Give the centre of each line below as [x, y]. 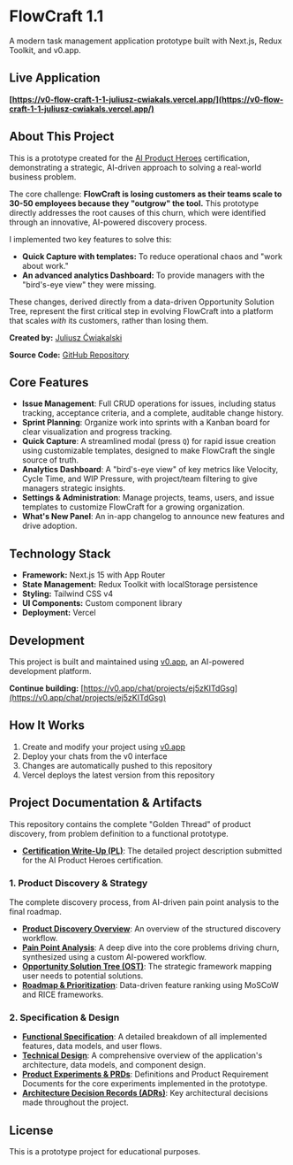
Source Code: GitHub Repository [69, 355]
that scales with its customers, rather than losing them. [109, 320]
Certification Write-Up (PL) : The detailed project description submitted [152, 850]
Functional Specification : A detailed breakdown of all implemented [144, 1037]
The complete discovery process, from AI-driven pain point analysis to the [144, 902]
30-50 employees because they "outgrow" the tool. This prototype [134, 203]
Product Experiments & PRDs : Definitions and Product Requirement [145, 1074]
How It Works [47, 726]
